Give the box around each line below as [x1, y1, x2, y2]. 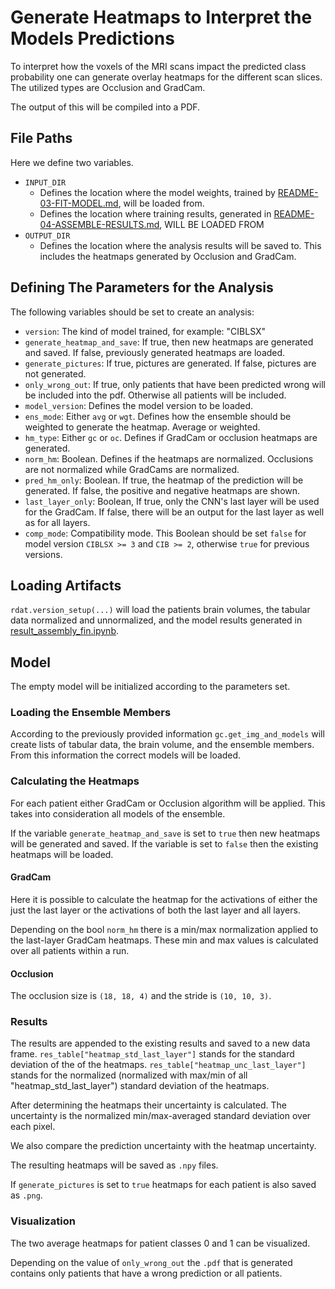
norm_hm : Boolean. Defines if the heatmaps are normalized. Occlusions [24, 452, 314, 465]
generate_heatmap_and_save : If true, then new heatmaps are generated [24, 336, 314, 348]
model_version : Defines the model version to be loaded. [24, 399, 254, 411]
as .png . [10, 1189, 43, 1201]
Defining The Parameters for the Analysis [10, 279, 274, 296]
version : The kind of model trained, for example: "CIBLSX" [24, 325, 267, 337]
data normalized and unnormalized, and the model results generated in [10, 614, 303, 626]
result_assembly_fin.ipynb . [10, 625, 119, 637]
